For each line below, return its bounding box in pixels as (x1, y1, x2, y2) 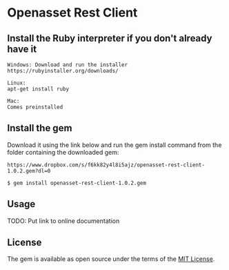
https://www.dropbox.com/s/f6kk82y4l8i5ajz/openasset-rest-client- (7, 161, 206, 168)
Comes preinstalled (7, 104, 63, 110)
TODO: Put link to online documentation (7, 216, 120, 225)
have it (7, 43, 37, 55)
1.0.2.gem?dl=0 (7, 167, 51, 174)
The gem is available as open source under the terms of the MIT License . (7, 255, 215, 263)
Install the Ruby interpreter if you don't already (7, 32, 212, 44)
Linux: (7, 79, 26, 86)
